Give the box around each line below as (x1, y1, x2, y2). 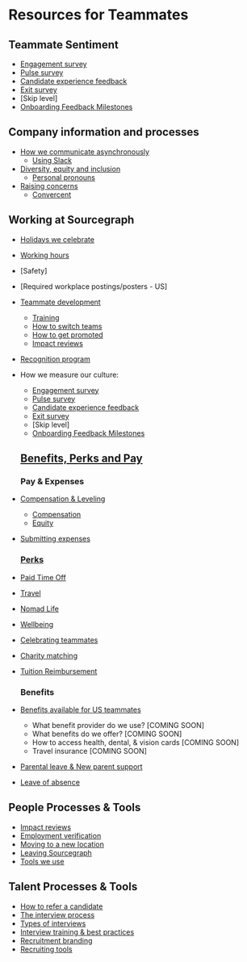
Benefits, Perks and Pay (19, 452, 143, 466)
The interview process (19, 910, 95, 919)
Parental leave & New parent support (19, 761, 143, 772)
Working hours (19, 250, 70, 260)
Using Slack (31, 155, 73, 165)
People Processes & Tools (8, 801, 141, 814)
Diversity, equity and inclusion (19, 164, 121, 174)
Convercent (31, 190, 72, 199)
